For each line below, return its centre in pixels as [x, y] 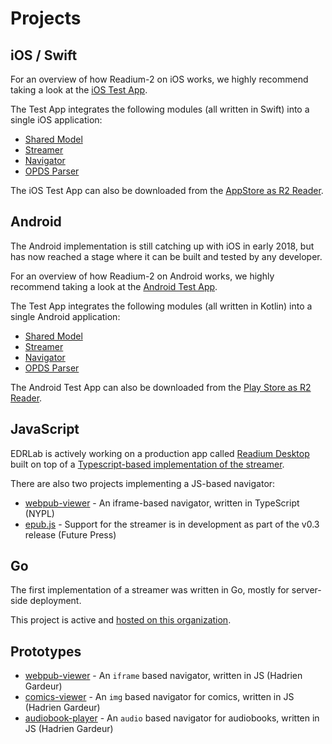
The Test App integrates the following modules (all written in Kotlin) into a [161, 306]
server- [306, 590]
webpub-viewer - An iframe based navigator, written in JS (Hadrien [163, 676]
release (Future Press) [70, 534]
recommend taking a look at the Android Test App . [114, 286]
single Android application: [65, 316]
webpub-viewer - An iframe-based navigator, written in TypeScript [162, 503]
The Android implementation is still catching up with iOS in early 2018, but [162, 246]
